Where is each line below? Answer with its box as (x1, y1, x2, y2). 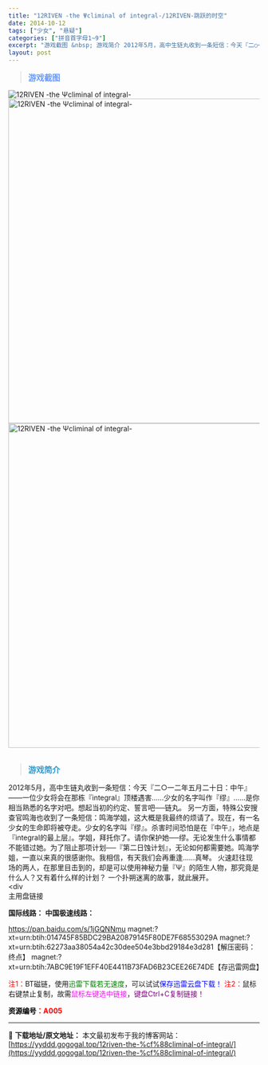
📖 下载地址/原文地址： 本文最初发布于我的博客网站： (8, 1031, 181, 1039)
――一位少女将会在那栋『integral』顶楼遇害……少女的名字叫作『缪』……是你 (8, 793, 260, 802)
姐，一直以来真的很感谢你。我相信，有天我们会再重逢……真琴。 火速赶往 (8, 852, 246, 862)
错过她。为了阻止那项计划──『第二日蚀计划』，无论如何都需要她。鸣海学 (22, 843, 259, 852)
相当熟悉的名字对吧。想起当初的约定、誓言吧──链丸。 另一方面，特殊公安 (8, 803, 251, 812)
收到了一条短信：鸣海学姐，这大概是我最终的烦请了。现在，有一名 (42, 813, 260, 822)
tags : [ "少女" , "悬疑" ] (8, 26, 82, 34)
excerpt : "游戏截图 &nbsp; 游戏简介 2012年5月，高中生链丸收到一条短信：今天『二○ (8, 42, 258, 50)
